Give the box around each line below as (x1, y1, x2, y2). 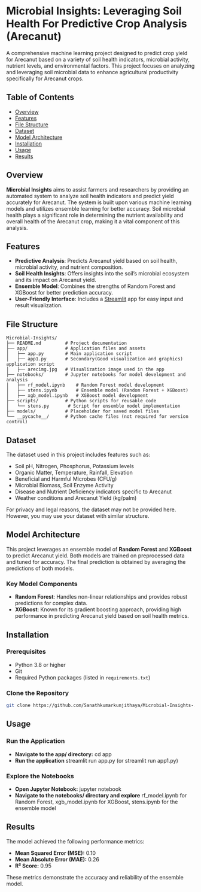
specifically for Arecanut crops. (6, 75, 84, 82)
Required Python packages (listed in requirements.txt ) (14, 673, 151, 681)
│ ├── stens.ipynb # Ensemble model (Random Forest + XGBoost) (6, 387, 188, 393)
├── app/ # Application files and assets (6, 345, 146, 351)
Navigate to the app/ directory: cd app (14, 750, 112, 758)
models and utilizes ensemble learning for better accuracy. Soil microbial (6, 205, 185, 212)
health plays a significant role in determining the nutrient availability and (6, 211, 184, 219)
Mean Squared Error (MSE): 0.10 (14, 849, 96, 857)
